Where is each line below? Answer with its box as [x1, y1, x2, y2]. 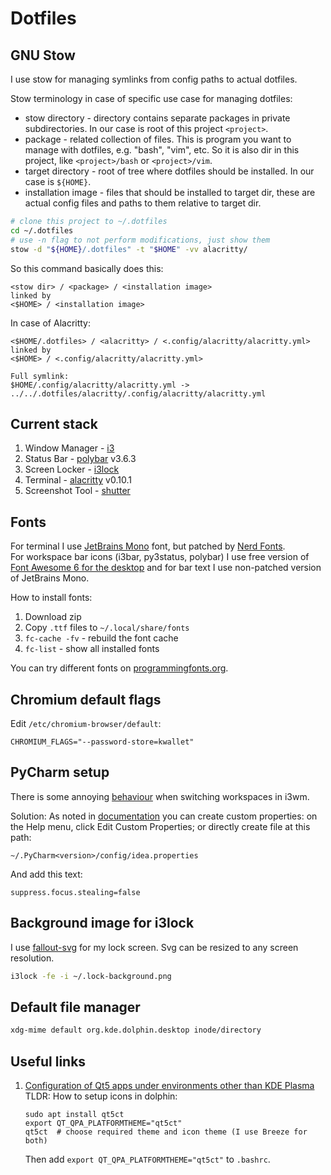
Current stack [10, 415, 98, 432]
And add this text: [10, 868, 83, 880]
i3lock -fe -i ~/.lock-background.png [10, 971, 172, 981]
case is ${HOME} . [24, 176, 92, 187]
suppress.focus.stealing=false [10, 887, 141, 897]
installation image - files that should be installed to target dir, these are [24, 187, 316, 198]
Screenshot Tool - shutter [24, 485, 131, 497]
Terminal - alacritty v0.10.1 [24, 474, 132, 486]
